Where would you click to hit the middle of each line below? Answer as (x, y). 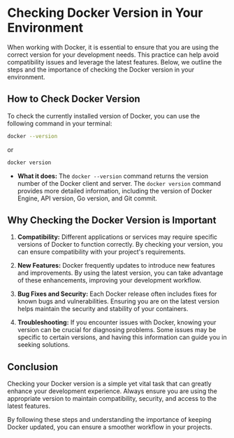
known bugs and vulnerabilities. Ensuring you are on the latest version (118, 301)
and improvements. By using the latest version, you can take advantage (120, 273)
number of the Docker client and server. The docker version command (119, 183)
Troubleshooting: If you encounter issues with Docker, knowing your (117, 322)
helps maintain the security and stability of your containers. (103, 309)
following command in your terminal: (60, 123)
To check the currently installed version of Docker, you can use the (104, 116)
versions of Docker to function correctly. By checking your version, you (120, 245)
